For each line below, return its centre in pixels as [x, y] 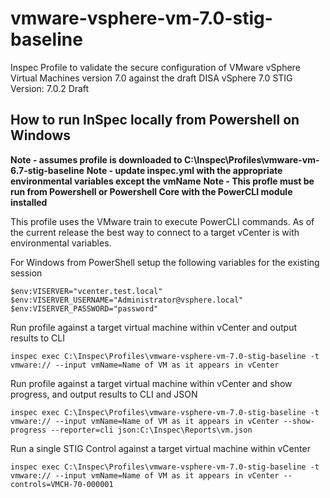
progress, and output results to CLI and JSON [104, 394]
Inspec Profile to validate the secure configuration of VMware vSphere [155, 67]
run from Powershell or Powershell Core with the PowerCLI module [151, 191]
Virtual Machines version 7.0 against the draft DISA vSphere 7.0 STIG [151, 78]
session [26, 273]
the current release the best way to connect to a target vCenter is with [155, 232]
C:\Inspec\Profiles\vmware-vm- [251, 159]
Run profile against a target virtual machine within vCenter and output [153, 327]
